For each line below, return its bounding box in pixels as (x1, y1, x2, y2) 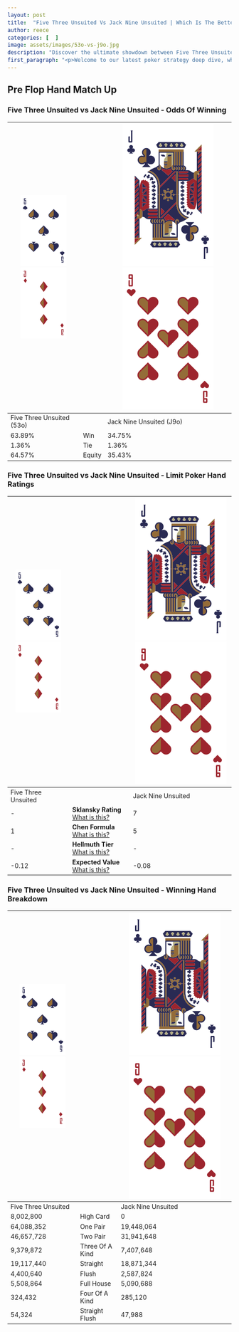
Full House (80, 1279, 112, 1288)
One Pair (80, 1222, 105, 1231)
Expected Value (72, 858, 120, 866)
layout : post (7, 11, 46, 19)
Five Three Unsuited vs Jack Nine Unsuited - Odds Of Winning (7, 105, 227, 115)
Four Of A (80, 1289, 109, 1298)
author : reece (7, 26, 50, 33)
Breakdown (7, 894, 48, 904)
